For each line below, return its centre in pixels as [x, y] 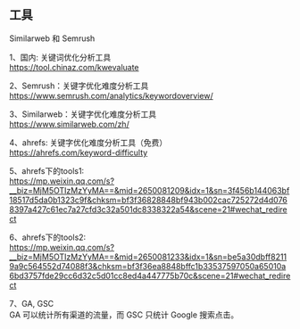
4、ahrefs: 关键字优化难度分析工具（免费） [88, 142]
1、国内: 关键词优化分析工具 [60, 57]
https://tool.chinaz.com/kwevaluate [75, 67]
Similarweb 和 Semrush [52, 38]
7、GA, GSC [32, 303]
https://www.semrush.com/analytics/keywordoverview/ [111, 95]
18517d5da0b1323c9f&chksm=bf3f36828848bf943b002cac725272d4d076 [149, 200]
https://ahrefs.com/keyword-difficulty [79, 152]
